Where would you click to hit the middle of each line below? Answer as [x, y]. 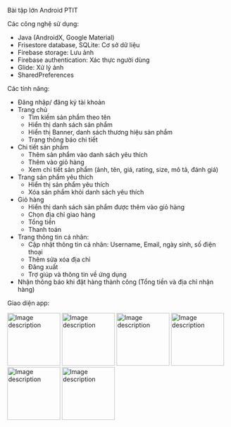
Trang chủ [32, 110]
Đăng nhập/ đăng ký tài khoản [61, 102]
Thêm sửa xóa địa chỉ [59, 259]
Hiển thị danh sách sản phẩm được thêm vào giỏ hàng [106, 207]
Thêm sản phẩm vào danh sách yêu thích [88, 155]
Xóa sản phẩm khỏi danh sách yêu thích [86, 192]
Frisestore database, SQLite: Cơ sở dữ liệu [79, 45]
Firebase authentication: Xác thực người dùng [83, 60]
